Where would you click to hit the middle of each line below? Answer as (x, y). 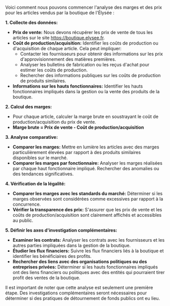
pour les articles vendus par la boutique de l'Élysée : (60, 13)
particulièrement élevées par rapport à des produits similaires (77, 152)
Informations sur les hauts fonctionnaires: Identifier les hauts (78, 86)
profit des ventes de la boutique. (47, 278)
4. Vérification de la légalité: (35, 184)
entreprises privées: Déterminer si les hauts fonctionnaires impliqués (85, 267)
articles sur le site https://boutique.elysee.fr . (59, 38)
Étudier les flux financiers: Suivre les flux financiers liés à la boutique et (88, 251)
